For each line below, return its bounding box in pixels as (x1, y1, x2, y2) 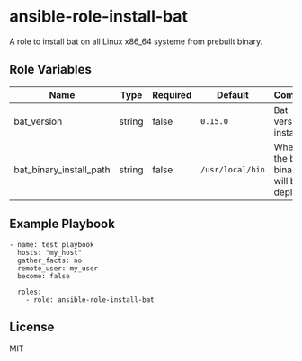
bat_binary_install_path (13, 163, 111, 176)
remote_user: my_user (17, 263, 99, 273)
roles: (17, 287, 42, 296)
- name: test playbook (9, 240, 94, 249)
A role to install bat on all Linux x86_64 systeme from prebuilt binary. (9, 36, 263, 47)
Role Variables (9, 62, 92, 77)
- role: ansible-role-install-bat (25, 295, 155, 304)
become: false (17, 271, 70, 280)
